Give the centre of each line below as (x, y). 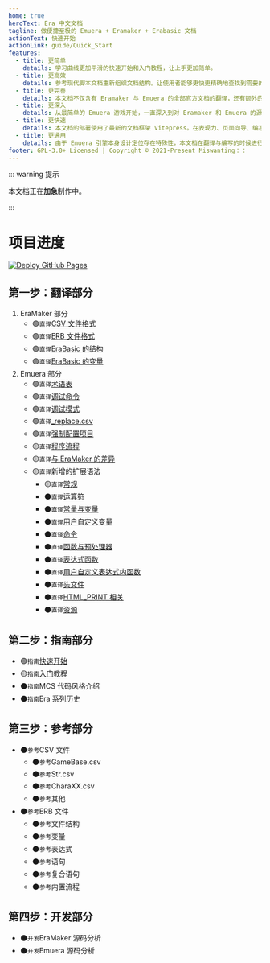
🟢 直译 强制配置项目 (63, 434)
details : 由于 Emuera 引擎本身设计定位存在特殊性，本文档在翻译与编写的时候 (137, 143)
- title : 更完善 (41, 91)
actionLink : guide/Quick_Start (61, 46)
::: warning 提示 (34, 175)
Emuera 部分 (41, 374)
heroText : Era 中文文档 (45, 23)
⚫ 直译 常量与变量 (71, 509)
